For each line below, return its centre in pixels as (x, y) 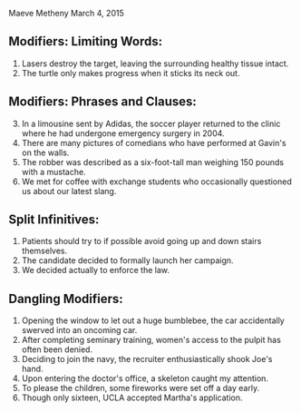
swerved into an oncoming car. (79, 330)
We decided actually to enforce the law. (95, 270)
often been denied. (57, 349)
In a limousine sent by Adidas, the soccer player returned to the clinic (151, 123)
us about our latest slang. (69, 191)
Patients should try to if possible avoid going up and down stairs (141, 241)
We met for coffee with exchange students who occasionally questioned (156, 181)
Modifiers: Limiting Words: (86, 41)
